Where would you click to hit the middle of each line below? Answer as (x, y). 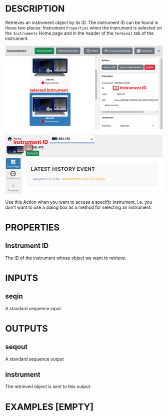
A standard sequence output (34, 359)
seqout (16, 347)
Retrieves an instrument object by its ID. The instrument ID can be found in (82, 22)
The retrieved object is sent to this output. (48, 387)
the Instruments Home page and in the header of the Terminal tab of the (79, 33)
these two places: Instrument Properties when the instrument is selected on (84, 27)
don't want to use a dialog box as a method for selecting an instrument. (78, 207)
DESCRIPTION (35, 9)
